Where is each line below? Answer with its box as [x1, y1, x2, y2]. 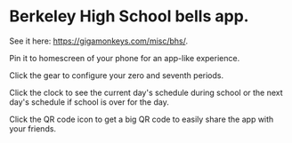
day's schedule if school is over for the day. [9, 96, 169, 107]
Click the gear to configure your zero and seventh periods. [9, 69, 224, 81]
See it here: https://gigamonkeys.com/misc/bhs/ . [9, 36, 189, 46]
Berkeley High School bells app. [9, 6, 249, 27]
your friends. [9, 123, 56, 134]
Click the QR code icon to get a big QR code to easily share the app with [9, 114, 274, 124]
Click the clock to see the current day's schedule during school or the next [9, 87, 283, 98]
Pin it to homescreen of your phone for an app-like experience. [9, 52, 240, 63]
